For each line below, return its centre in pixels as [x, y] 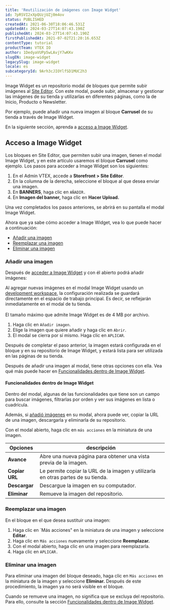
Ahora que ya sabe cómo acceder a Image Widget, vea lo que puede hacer [83, 222]
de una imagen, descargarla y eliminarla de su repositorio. [66, 420]
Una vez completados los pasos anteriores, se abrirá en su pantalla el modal [85, 207]
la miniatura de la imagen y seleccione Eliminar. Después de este [73, 581]
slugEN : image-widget [28, 57]
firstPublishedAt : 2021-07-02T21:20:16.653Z [53, 39]
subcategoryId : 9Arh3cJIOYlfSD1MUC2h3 [46, 72]
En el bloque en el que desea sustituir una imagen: [58, 520]
